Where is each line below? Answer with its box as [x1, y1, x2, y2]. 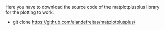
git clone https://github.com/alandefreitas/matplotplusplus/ [12, 19, 136, 25]
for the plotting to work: [5, 9, 54, 15]
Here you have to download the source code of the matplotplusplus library [5, 4, 160, 10]
